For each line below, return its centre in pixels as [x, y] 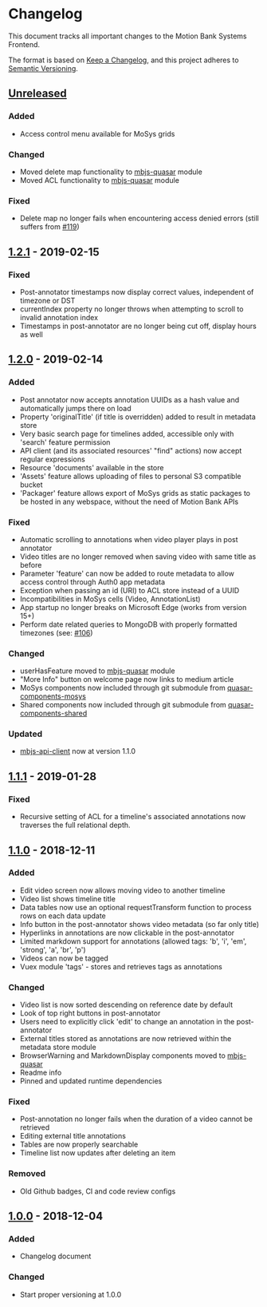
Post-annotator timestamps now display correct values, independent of [137, 291]
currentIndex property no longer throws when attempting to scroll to [132, 309]
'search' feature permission [65, 442]
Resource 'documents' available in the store [92, 467]
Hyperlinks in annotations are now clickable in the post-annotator [127, 933]
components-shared [53, 713]
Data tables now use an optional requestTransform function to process [136, 907]
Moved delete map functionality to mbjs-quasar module [111, 172]
